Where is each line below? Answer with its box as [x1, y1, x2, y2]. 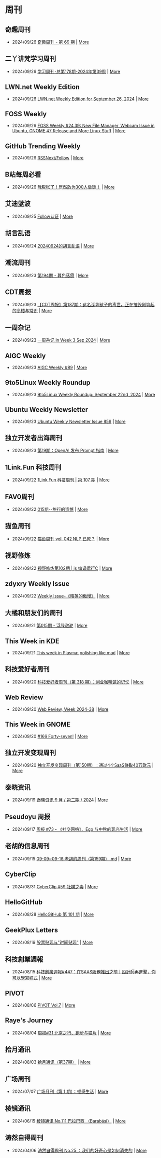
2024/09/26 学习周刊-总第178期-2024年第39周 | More [12, 69, 120, 74]
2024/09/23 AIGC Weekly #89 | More [12, 364, 87, 370]
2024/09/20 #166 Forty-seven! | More [12, 733, 88, 739]
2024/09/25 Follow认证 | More [12, 213, 73, 219]
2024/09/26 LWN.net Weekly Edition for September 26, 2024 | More [12, 96, 149, 102]
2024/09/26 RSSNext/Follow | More [12, 155, 84, 161]
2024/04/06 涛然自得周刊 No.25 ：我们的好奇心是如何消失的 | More [12, 1147, 147, 1153]
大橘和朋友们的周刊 [5, 609, 62, 617]
